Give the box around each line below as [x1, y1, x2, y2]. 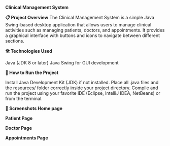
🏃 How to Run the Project [5, 69, 59, 76]
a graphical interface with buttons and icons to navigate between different [5, 32, 160, 39]
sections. [5, 38, 24, 44]
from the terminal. [5, 96, 43, 101]
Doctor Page [5, 125, 32, 131]
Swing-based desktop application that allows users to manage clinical [5, 22, 152, 27]
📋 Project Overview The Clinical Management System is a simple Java [5, 15, 155, 20]
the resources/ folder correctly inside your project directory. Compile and [5, 85, 158, 91]
